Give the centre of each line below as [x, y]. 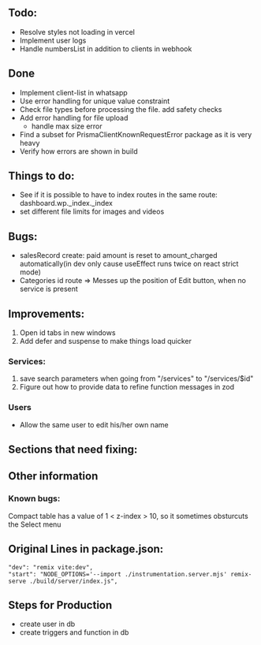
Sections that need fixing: [73, 450]
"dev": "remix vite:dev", [50, 567]
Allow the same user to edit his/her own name [94, 424]
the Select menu [35, 524]
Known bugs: [34, 498]
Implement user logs [53, 40]
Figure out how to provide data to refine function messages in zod [127, 387]
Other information [53, 476]
